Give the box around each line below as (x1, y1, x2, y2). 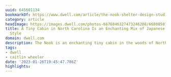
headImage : (5, 21, 28, 27)
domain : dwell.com (5, 36, 44, 41)
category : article (5, 17, 44, 22)
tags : (5, 45, 17, 50)
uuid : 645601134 (5, 7, 40, 13)
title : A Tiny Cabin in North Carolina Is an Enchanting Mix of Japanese (5, 26, 165, 31)
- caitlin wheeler (5, 54, 44, 60)
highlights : (5, 64, 31, 69)
